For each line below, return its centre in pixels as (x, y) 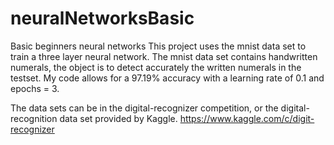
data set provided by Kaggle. (118, 118)
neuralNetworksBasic (102, 18)
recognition (34, 118)
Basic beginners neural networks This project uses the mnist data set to (158, 46)
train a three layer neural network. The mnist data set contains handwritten (164, 56)
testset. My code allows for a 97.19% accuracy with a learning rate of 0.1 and (167, 78)
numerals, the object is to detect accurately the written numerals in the (156, 67)
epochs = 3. (35, 88)
